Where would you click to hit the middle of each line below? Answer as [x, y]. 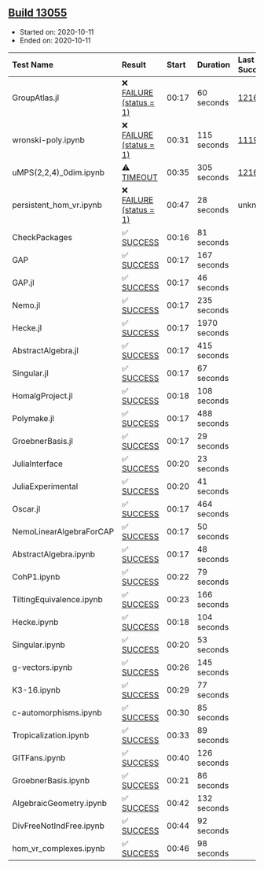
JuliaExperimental [45, 486]
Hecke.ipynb [35, 622]
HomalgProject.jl [42, 395]
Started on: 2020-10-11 [57, 31]
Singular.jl [30, 373]
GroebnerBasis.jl [42, 441]
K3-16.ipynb [37, 690]
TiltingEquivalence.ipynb [58, 599]
